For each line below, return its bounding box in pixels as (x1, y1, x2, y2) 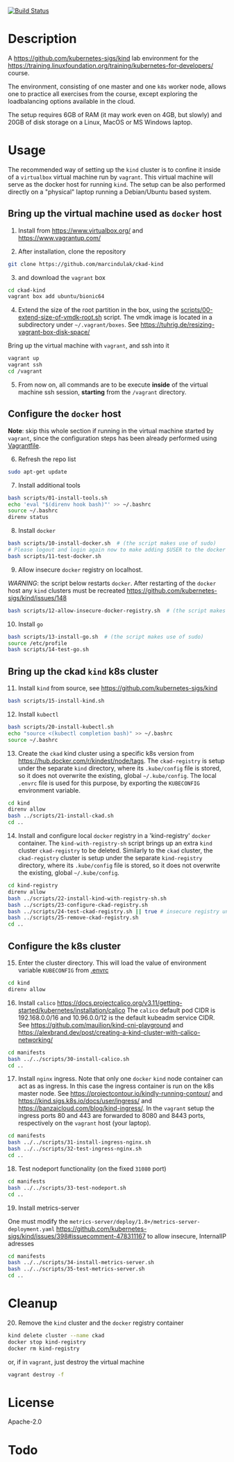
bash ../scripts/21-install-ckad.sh (8, 812, 114, 820)
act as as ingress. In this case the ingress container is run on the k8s (17, 1082, 215, 1090)
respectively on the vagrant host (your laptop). (17, 1119, 151, 1128)
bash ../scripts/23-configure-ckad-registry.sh (8, 901, 149, 908)
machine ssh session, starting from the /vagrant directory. (17, 387, 187, 396)
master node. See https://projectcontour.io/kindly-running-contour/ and (17, 1089, 223, 1098)
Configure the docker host (8, 408, 122, 420)
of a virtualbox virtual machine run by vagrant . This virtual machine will (8, 173, 214, 181)
